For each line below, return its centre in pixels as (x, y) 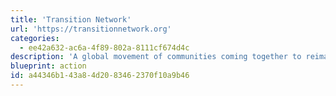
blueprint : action (48, 66)
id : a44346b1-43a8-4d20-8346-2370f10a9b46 (100, 76)
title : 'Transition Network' (71, 19)
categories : (35, 38)
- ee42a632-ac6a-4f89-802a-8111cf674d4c (104, 47)
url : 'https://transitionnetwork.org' (91, 29)
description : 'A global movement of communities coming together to (156, 57)
